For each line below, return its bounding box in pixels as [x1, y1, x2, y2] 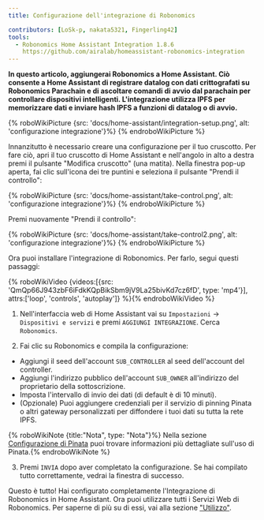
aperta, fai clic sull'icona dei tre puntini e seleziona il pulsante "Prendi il [8, 167, 239, 177]
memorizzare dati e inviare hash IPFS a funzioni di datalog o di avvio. [8, 103, 238, 113]
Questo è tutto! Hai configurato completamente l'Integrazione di [8, 486, 215, 496]
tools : [8, 33, 30, 41]
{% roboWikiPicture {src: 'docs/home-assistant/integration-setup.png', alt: [8, 118, 250, 128]
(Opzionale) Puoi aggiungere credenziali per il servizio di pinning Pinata [19, 398, 252, 408]
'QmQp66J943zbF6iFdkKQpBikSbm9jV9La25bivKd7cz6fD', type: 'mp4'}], [8, 286, 248, 295]
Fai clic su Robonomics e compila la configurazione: [19, 341, 189, 351]
